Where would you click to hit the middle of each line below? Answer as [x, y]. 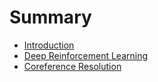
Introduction [49, 45]
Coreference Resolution [72, 66]
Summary [50, 17]
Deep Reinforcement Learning [86, 55]
